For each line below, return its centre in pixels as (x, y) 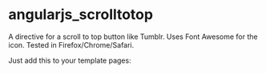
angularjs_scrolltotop (81, 15)
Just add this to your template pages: (70, 60)
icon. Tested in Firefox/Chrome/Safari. (71, 44)
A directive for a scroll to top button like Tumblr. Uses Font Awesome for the (133, 36)
